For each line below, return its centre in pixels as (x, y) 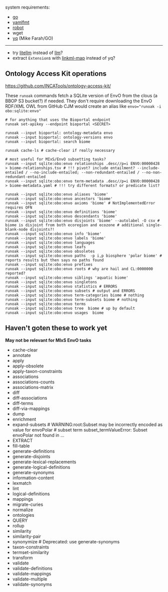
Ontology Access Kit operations (56, 74)
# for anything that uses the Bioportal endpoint (58, 120)
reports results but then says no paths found (54, 260)
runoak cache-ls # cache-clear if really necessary (60, 150)
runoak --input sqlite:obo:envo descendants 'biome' (61, 216)
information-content (33, 478)
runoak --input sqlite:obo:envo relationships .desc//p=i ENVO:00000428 (82, 163)
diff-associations (30, 398)
